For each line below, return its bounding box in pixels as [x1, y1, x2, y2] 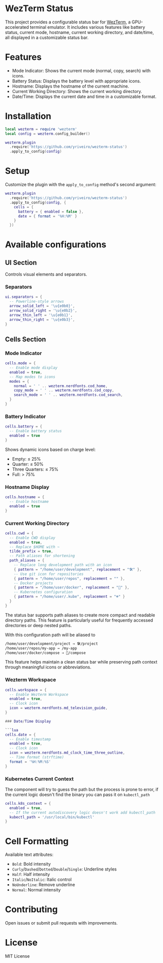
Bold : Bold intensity [12, 861, 51, 867]
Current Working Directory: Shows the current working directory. [12, 88, 143, 94]
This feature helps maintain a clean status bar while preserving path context [5, 659, 158, 665]
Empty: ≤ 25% [12, 456, 41, 462]
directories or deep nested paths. [5, 622, 72, 628]
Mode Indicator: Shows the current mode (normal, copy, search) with [12, 68, 151, 74]
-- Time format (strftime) [9, 755, 64, 760]
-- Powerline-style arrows [9, 299, 64, 304]
